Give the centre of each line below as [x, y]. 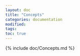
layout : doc [18, 10]
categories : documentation [34, 19]
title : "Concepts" [25, 15]
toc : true [16, 34]
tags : [11, 29]
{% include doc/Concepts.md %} [40, 48]
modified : [16, 24]
